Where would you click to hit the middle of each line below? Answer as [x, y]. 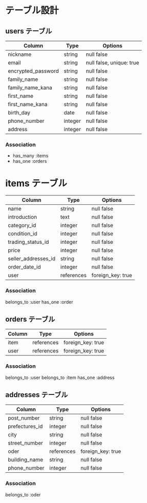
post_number [24, 418]
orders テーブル [30, 319]
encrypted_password [33, 71]
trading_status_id [28, 242]
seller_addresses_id [32, 259]
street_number [26, 443]
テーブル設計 [32, 11]
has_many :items [30, 156]
